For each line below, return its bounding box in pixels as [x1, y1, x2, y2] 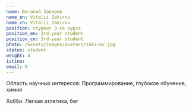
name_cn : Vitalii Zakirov [6, 20, 70, 25]
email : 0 [6, 63, 28, 70]
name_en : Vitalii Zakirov [6, 14, 70, 20]
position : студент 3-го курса [6, 25, 81, 31]
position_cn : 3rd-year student [6, 36, 84, 42]
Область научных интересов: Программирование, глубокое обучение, [6, 80, 187, 87]
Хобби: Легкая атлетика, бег [6, 98, 78, 105]
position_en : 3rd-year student [6, 31, 84, 37]
